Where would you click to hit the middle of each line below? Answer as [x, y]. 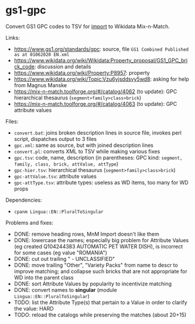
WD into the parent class [44, 277]
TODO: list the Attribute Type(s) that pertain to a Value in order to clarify [101, 302]
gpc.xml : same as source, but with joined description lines [83, 145]
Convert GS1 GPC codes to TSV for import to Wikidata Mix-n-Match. [88, 26]
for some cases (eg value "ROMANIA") [61, 253]
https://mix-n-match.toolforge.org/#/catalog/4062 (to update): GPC [95, 91]
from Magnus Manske [40, 85]
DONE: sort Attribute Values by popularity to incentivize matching [93, 284]
